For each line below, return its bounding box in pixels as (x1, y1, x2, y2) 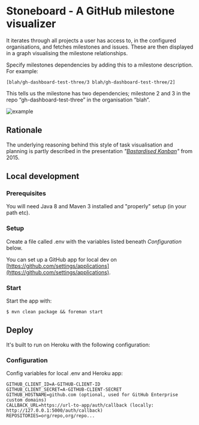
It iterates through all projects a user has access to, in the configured (6, 37, 177, 44)
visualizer (6, 17, 56, 31)
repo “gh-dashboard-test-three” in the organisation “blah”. (6, 96, 150, 103)
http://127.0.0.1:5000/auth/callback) (6, 408, 103, 414)
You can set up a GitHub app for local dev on (6, 256, 117, 263)
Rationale (6, 125, 43, 136)
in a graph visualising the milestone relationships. (6, 49, 128, 56)
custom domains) (6, 397, 47, 403)
